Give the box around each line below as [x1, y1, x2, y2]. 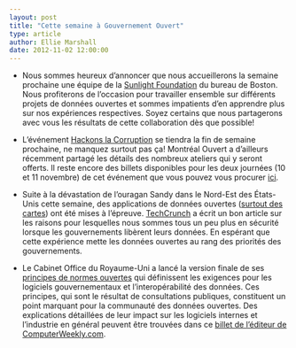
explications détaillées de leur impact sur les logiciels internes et [21, 310, 259, 321]
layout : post [9, 12, 58, 22]
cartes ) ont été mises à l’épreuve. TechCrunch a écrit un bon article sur [21, 208, 282, 219]
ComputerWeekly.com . [21, 329, 106, 339]
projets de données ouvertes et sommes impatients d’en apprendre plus [21, 98, 285, 109]
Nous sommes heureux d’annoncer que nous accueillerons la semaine [21, 70, 279, 81]
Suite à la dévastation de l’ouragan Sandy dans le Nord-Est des [21, 189, 253, 200]
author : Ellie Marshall [9, 37, 97, 47]
